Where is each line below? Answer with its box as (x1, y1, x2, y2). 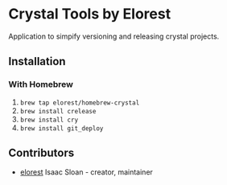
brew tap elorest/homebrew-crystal (19, 98, 140, 107)
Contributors (8, 146, 75, 160)
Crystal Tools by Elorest (8, 5, 171, 23)
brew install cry (19, 116, 79, 124)
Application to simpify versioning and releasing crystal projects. (8, 31, 220, 41)
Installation (8, 55, 66, 68)
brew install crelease (19, 107, 97, 115)
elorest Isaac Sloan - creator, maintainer (19, 167, 153, 177)
